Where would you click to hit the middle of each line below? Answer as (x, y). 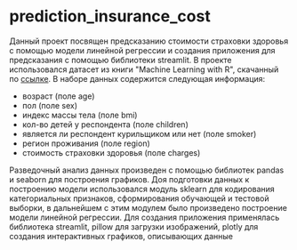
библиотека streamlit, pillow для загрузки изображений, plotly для (134, 226)
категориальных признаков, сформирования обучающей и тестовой (139, 198)
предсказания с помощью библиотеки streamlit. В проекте (120, 60)
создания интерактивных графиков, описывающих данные (121, 236)
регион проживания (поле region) (86, 143)
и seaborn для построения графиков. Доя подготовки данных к (129, 179)
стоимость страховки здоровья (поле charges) (111, 152)
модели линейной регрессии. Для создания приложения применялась (144, 217)
